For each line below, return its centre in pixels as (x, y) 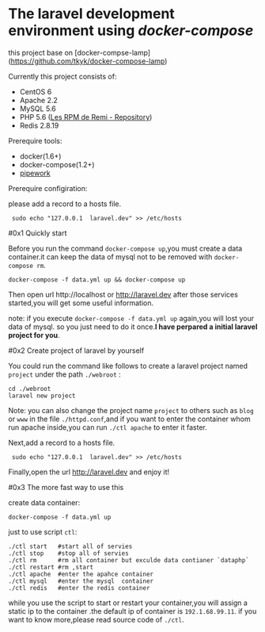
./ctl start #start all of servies (70, 546)
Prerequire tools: (35, 140)
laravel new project (42, 396)
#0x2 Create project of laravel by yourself (76, 350)
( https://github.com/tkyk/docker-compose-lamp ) (88, 61)
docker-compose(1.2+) (57, 164)
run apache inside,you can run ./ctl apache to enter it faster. (108, 427)
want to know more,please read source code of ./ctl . (96, 619)
